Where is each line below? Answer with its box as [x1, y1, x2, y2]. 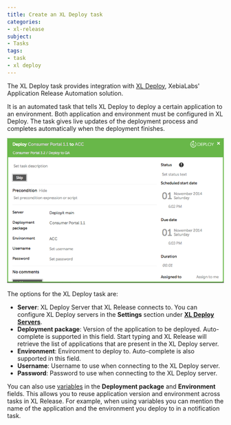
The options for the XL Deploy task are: [7, 290, 118, 298]
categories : [7, 18, 41, 25]
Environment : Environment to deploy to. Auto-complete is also [16, 347, 195, 355]
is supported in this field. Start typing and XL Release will [45, 333, 208, 341]
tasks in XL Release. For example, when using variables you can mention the [7, 397, 224, 406]
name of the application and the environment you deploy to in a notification [7, 404, 220, 413]
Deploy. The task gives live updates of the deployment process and [7, 117, 198, 125]
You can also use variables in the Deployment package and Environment [7, 382, 216, 391]
